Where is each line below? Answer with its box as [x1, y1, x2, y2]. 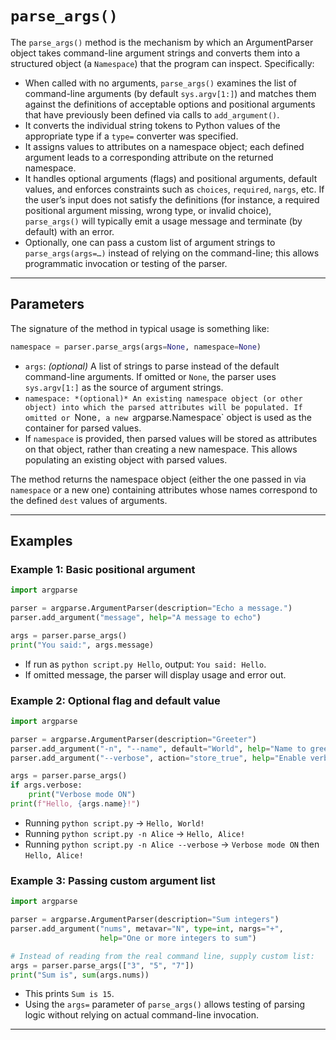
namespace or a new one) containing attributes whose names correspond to [10, 483, 318, 496]
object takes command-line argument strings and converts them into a [10, 47, 301, 59]
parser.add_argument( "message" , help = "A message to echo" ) [10, 613, 262, 623]
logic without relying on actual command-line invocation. [24, 1009, 259, 1021]
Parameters [10, 296, 85, 313]
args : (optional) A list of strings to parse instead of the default [24, 360, 280, 372]
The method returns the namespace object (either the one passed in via [10, 473, 307, 485]
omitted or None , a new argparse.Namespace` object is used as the [24, 411, 312, 423]
